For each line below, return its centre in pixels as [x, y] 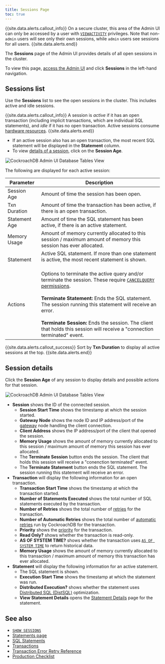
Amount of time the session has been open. [91, 194]
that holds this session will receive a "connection [97, 329]
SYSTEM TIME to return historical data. [56, 546]
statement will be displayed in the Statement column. [66, 146]
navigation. [16, 73]
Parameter [22, 183]
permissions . [56, 286]
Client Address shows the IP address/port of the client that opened [88, 431]
